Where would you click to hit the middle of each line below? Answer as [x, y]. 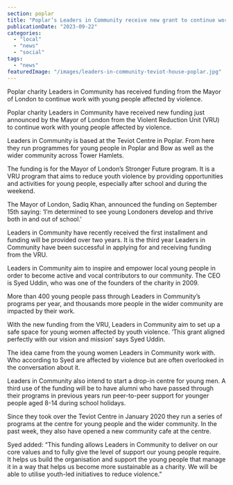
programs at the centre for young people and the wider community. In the [112, 423]
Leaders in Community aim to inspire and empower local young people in [112, 268]
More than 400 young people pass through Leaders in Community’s [104, 296]
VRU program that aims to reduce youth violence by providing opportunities [115, 176]
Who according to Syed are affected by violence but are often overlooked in [115, 360]
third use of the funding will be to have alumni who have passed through [110, 388]
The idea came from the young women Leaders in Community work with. [112, 352]
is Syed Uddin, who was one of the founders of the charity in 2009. [103, 282]
